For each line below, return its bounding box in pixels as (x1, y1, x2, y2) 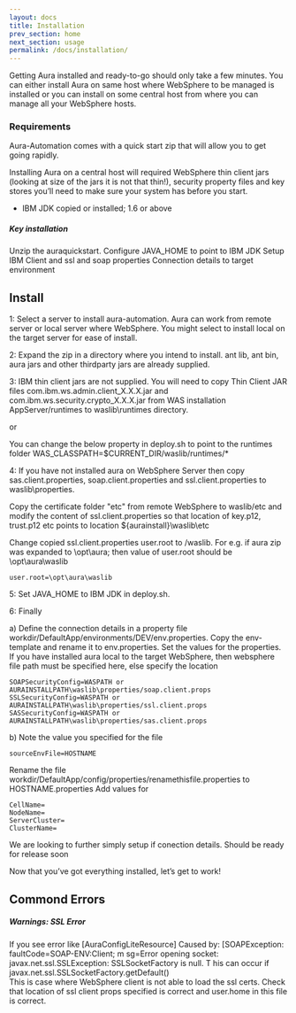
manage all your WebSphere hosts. (9, 98, 137, 109)
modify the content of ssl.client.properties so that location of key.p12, (9, 511, 262, 522)
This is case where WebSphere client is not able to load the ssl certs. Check (9, 976, 285, 987)
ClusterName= (9, 824, 57, 833)
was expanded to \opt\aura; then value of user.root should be (9, 546, 232, 558)
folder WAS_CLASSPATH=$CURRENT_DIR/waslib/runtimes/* (9, 448, 230, 459)
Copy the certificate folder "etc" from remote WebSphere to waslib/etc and (9, 501, 283, 512)
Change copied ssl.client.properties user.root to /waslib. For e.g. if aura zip (9, 537, 282, 548)
